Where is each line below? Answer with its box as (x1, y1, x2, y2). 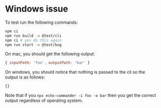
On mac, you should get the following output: (5, 51, 96, 57)
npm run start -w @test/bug (5, 42, 62, 47)
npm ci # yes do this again (5, 38, 62, 43)
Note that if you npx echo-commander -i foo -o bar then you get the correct (5, 93, 156, 98)
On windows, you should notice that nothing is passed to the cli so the (5, 69, 145, 75)
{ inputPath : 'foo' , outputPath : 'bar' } (5, 61, 90, 65)
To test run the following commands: (5, 19, 79, 25)
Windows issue (5, 3, 68, 15)
